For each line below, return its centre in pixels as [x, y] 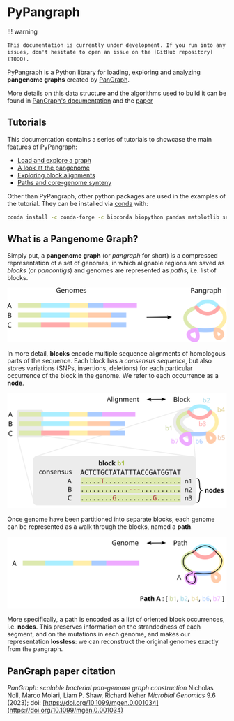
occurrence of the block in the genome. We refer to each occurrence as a [113, 375]
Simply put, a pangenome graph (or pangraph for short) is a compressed [112, 256]
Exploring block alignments [56, 175]
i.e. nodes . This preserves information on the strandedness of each [104, 627]
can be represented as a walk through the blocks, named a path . [100, 526]
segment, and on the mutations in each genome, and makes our [99, 634]
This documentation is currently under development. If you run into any [117, 45]
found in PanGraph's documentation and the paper [80, 100]
